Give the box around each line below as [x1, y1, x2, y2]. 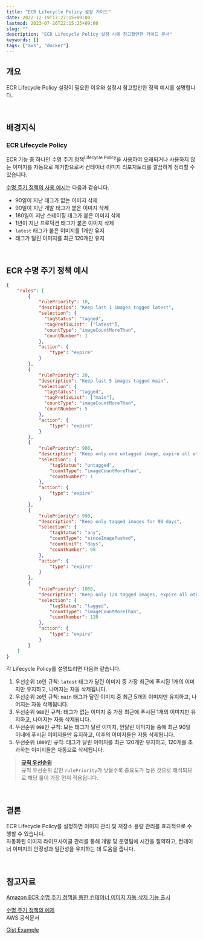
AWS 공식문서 [6, 914, 40, 921]
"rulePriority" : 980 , [38, 446, 94, 452]
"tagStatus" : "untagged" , [49, 462, 115, 468]
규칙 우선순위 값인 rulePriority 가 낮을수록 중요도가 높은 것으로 [21, 766, 172, 774]
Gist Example [6, 926, 39, 934]
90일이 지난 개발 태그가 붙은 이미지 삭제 [14, 204, 109, 212]
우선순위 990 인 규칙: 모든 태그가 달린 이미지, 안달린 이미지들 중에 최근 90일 [14, 723, 191, 731]
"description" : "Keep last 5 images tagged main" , [38, 378, 169, 384]
